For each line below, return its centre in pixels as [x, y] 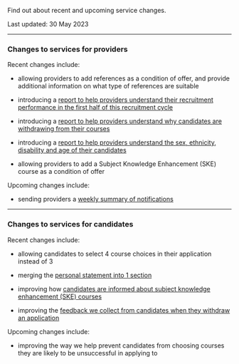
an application [38, 318]
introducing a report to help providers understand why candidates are [120, 121]
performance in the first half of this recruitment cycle [95, 108]
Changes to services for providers [68, 49]
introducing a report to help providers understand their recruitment [115, 100]
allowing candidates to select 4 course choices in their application [115, 254]
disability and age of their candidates [72, 150]
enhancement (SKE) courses [59, 296]
